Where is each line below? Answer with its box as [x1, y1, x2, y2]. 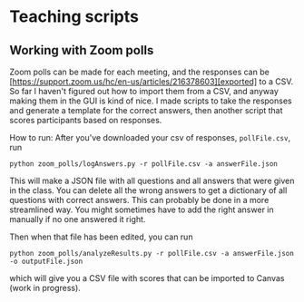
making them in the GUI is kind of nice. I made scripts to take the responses [9, 95, 292, 106]
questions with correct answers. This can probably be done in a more [9, 195, 270, 205]
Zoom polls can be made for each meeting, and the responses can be [9, 66, 270, 77]
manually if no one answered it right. [9, 214, 146, 224]
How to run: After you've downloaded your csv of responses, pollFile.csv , [9, 132, 291, 142]
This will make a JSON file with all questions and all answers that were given [9, 175, 295, 186]
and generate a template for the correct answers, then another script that [9, 105, 283, 115]
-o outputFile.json [9, 257, 83, 266]
